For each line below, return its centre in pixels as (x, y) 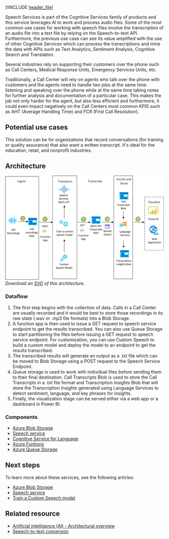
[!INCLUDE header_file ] (29, 7)
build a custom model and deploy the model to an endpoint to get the (84, 345)
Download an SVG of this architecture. (45, 283)
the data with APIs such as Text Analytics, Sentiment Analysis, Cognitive (80, 49)
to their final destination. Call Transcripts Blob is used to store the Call (85, 377)
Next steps (23, 465)
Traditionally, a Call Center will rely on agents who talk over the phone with (82, 79)
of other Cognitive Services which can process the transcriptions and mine (83, 44)
